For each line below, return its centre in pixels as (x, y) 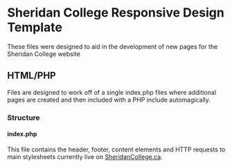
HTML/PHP (32, 76)
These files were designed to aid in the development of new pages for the (113, 46)
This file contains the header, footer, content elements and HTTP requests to (116, 149)
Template (35, 27)
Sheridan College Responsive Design (116, 13)
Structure (24, 118)
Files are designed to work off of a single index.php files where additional (112, 92)
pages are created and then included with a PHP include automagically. (109, 100)
